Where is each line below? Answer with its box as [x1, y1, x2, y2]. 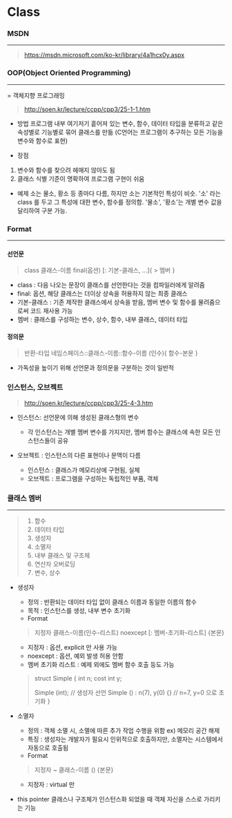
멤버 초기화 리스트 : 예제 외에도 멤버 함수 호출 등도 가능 [27, 661, 175, 669]
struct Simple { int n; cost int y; [34, 674, 122, 683]
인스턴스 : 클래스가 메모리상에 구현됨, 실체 [27, 465, 140, 474]
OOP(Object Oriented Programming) [7, 68, 131, 78]
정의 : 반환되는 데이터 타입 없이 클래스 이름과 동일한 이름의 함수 [27, 598, 197, 606]
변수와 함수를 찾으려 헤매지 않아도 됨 [17, 166, 115, 174]
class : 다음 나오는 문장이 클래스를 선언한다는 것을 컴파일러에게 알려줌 [17, 281, 205, 289]
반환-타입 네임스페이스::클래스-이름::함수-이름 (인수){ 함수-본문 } [23, 349, 198, 358]
